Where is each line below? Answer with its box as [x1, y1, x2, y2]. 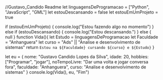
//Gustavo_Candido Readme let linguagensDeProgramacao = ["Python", [5, 4, 150, 10]
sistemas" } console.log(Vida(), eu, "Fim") [5, 69, 90, 75]
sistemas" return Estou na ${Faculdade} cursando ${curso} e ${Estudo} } [5, 45, 155, 50]
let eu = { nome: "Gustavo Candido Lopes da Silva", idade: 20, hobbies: [5, 54, 149, 60]
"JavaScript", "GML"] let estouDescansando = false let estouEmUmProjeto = [5, 9, 158, 15]
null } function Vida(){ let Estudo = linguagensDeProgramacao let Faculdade [5, 34, 158, 40]
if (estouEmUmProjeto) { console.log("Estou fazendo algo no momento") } [5, 24, 154, 30]
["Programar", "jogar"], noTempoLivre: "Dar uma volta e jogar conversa [5, 59, 148, 64]
